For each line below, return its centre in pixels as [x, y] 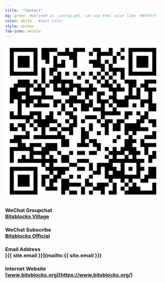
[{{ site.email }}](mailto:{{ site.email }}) [54, 255]
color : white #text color [34, 21]
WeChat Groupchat [29, 210]
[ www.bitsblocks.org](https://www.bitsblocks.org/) [69, 275]
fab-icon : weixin [23, 31]
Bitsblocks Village [27, 217]
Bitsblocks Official [28, 236]
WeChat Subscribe [28, 230]
